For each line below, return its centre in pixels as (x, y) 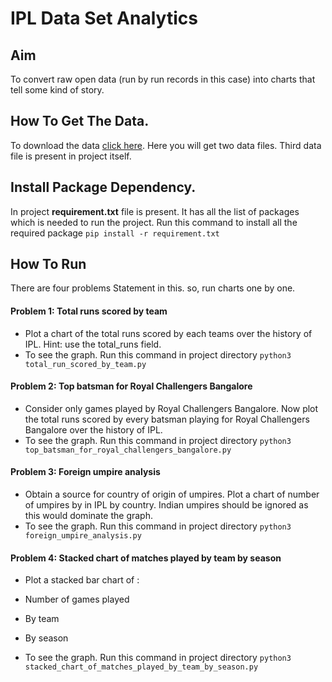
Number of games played (77, 599)
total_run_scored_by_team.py (85, 364)
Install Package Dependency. (103, 187)
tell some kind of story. (57, 90)
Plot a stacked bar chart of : (82, 580)
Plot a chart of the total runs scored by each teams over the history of (168, 333)
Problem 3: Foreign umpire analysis (85, 472)
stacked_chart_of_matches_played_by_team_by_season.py (141, 667)
